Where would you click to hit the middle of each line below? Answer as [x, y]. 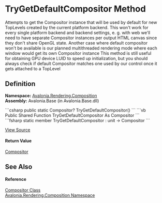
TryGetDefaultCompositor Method [75, 9]
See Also [19, 167]
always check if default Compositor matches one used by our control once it [81, 63]
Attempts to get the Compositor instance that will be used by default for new [81, 22]
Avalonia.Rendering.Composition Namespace [50, 195]
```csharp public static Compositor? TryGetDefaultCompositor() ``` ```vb [75, 110]
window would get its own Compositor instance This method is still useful [78, 53]
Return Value [18, 141]
